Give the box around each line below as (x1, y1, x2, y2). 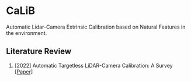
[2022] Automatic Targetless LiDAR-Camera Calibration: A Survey (14, 62, 173, 69)
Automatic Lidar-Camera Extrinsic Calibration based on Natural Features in (6, 23, 186, 30)
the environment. (6, 29, 47, 36)
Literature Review (6, 47, 72, 57)
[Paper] (14, 68, 33, 75)
